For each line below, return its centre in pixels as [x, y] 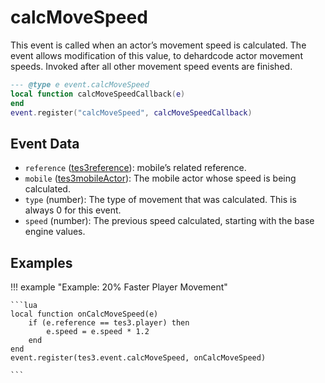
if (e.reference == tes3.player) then [109, 323]
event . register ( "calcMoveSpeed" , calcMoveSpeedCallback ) [131, 112]
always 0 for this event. [73, 210]
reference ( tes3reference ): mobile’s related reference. [135, 168]
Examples [41, 262]
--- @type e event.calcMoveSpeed [80, 84]
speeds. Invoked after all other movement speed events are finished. [151, 66]
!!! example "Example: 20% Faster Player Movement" [119, 287]
